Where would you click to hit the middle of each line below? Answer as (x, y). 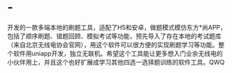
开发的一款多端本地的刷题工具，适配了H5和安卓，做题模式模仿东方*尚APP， (117, 27)
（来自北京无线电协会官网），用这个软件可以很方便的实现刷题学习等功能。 (113, 44)
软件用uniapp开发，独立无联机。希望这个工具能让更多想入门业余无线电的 (118, 53)
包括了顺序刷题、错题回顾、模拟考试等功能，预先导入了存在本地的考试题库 (114, 36)
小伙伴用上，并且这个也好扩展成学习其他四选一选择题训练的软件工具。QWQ (116, 62)
